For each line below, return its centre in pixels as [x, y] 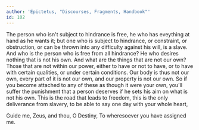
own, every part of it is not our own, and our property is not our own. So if [97, 79]
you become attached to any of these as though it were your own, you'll [94, 85]
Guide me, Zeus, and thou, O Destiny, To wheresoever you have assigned [96, 115]
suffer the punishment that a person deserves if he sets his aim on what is [97, 91]
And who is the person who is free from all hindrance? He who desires [92, 53]
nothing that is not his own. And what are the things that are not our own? [96, 60]
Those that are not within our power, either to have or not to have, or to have [100, 66]
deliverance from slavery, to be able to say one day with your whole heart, [97, 104]
